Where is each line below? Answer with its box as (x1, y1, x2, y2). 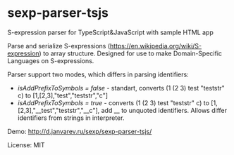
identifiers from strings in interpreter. (17, 114, 125, 122)
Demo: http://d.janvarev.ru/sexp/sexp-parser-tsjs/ (7, 127, 152, 135)
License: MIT (7, 140, 45, 149)
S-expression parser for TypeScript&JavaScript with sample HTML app (7, 28, 214, 36)
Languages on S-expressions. (7, 56, 94, 65)
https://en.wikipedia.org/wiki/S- (109, 41, 202, 50)
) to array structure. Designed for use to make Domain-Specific (39, 49, 223, 58)
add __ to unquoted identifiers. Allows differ (101, 106, 228, 114)
